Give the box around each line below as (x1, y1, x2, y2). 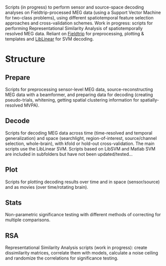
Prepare (5, 73, 31, 82)
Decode (5, 117, 30, 125)
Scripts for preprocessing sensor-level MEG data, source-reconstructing (5, 87, 153, 92)
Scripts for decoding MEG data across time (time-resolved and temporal (5, 130, 153, 136)
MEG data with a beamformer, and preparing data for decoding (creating (5, 92, 153, 98)
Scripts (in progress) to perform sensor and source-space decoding (5, 4, 144, 10)
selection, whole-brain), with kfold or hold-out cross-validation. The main (5, 140, 155, 146)
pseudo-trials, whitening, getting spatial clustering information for (5, 97, 139, 103)
